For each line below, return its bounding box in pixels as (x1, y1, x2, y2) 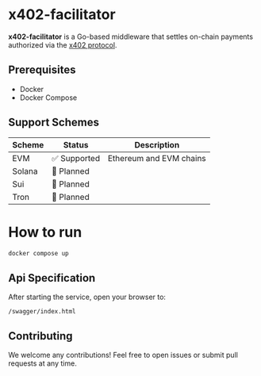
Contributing (8, 329, 73, 343)
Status (63, 139, 89, 150)
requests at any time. (8, 359, 77, 368)
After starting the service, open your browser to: (8, 292, 167, 302)
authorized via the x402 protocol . (8, 40, 117, 49)
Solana (12, 165, 38, 176)
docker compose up (8, 249, 69, 257)
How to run (8, 223, 83, 241)
